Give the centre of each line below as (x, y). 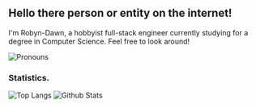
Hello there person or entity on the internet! (120, 13)
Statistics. (29, 77)
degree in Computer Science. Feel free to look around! (99, 41)
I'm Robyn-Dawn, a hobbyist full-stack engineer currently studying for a (128, 32)
